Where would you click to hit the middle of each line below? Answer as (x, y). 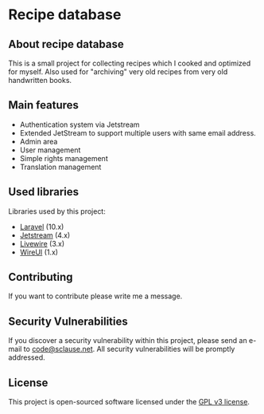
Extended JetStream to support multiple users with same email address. (138, 132)
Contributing (41, 277)
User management (50, 150)
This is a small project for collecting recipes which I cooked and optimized (130, 63)
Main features (44, 105)
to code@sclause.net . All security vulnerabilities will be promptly (129, 349)
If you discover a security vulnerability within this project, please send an (128, 341)
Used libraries (44, 192)
